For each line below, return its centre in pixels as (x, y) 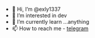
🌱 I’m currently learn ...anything (50, 22)
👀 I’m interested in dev (39, 15)
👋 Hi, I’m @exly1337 (36, 9)
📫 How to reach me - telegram (50, 28)
